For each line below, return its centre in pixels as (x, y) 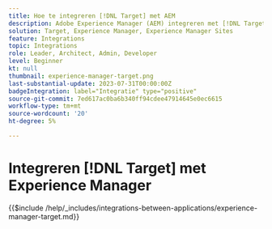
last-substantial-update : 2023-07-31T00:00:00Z (90, 83)
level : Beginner (36, 61)
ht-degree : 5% (32, 121)
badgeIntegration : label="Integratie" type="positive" (103, 91)
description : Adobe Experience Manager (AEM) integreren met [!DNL (125, 23)
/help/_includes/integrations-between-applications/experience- (151, 208)
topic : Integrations (43, 46)
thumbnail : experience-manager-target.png (81, 76)
